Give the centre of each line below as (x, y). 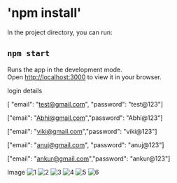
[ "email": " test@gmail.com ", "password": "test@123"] (85, 104)
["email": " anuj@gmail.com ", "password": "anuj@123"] (86, 144)
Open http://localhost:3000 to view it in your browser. (85, 77)
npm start (29, 54)
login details (25, 90)
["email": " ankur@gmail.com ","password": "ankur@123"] (89, 158)
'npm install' (44, 13)
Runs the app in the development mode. (65, 69)
